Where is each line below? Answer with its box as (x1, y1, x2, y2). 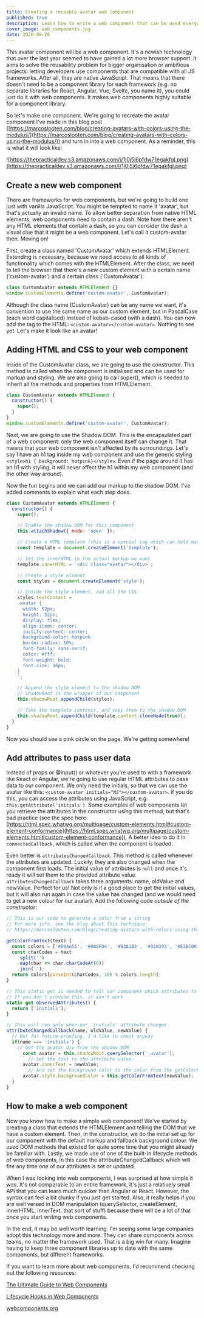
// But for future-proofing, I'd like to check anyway (12, 1033, 154, 1040)
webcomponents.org (6, 1304, 59, 1312)
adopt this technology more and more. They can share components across (6, 1231, 193, 1239)
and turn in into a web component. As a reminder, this (61, 138, 196, 145)
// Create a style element (17, 572, 86, 578)
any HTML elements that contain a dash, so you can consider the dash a (6, 222, 188, 229)
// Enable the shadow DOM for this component (17, 522, 135, 528)
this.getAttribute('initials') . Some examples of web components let (6, 801, 188, 808)
